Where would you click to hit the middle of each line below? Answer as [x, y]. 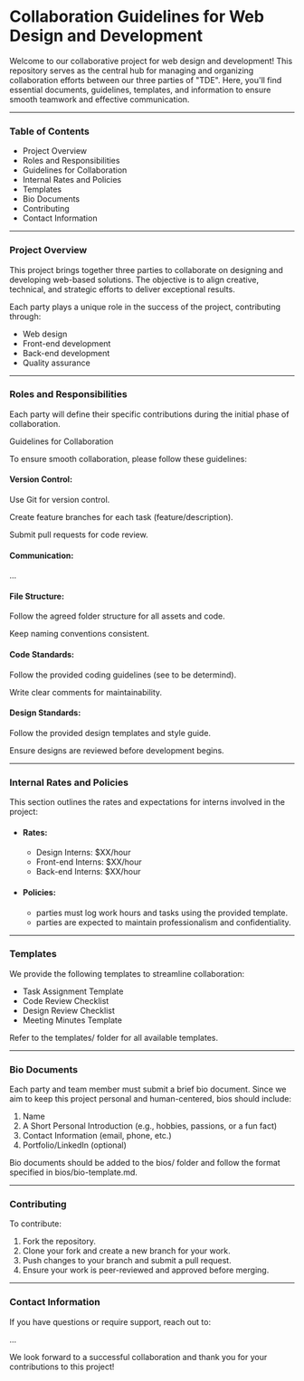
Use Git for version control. [60, 500]
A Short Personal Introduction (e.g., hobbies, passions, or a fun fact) [150, 1126]
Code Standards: [42, 655]
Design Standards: [45, 713]
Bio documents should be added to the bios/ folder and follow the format [145, 1163]
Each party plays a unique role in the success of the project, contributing [145, 307]
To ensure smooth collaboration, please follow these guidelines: [128, 459]
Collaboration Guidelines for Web [137, 17]
